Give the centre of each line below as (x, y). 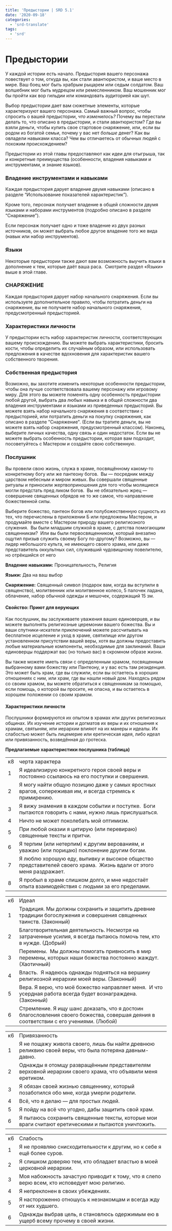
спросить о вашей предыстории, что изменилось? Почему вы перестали (85, 116)
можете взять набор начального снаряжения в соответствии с (74, 411)
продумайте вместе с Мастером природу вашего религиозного (75, 522)
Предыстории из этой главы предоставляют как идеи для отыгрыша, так (85, 154)
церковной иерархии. (46, 1168)
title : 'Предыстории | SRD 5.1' (40, 10)
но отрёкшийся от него (31, 555)
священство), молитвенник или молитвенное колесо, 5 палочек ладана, (85, 590)
